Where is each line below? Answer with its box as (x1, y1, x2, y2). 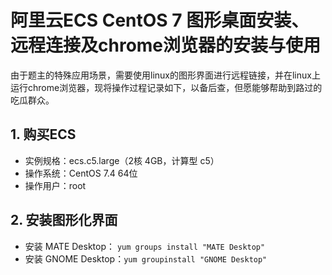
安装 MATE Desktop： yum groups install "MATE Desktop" (24, 240, 266, 252)
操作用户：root (24, 179, 87, 191)
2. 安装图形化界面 (10, 212, 118, 229)
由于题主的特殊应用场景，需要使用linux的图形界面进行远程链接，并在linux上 (10, 69, 321, 81)
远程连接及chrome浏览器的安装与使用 (10, 34, 322, 57)
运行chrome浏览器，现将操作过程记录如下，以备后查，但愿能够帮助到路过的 (10, 81, 323, 93)
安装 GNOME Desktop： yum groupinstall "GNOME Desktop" (24, 252, 268, 265)
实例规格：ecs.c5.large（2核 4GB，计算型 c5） (24, 154, 220, 166)
